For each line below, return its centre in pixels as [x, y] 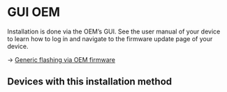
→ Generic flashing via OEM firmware [61, 59]
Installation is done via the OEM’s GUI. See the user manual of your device [114, 31]
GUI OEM [34, 12]
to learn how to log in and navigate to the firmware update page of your [110, 38]
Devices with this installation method [90, 82]
